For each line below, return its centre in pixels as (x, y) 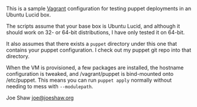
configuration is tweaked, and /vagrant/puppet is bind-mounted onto (90, 74)
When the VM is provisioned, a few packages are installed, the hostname (95, 68)
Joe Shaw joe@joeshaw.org (40, 98)
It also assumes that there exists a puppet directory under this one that (92, 44)
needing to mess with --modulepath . (50, 86)
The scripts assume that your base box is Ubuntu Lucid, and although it (93, 26)
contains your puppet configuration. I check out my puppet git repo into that (98, 50)
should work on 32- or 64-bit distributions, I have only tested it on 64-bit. (96, 32)
